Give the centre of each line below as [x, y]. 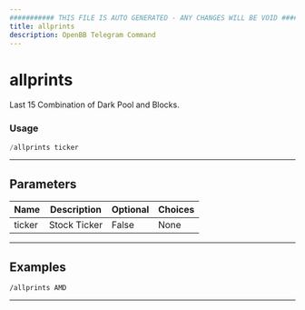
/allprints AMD [38, 288]
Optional [130, 210]
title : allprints [42, 26]
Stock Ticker [75, 225]
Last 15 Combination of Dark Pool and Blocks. [94, 105]
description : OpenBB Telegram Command [83, 35]
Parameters [43, 184]
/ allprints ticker [44, 147]
